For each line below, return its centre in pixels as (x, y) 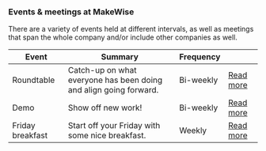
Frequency (200, 57)
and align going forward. (113, 90)
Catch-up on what (102, 70)
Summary (120, 57)
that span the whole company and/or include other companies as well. (123, 37)
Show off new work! (105, 108)
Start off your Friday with (114, 126)
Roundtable (34, 80)
